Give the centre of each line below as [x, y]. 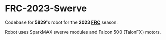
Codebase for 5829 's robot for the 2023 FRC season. [62, 22]
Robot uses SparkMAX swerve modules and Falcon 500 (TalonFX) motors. [83, 32]
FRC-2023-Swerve [46, 9]
